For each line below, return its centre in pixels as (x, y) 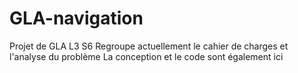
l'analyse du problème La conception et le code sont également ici (146, 56)
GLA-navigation (76, 18)
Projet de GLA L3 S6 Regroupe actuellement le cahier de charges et (149, 46)
